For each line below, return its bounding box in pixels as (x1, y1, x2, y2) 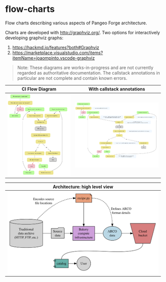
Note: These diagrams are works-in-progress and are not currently (17, 65, 154, 70)
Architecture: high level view (52, 184, 114, 190)
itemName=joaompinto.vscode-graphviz (12, 55, 95, 61)
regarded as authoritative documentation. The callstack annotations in (17, 70, 160, 75)
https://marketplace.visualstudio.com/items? (12, 50, 103, 56)
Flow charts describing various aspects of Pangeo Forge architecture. (5, 20, 147, 26)
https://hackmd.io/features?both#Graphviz (12, 44, 100, 50)
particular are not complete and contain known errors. (17, 75, 127, 81)
